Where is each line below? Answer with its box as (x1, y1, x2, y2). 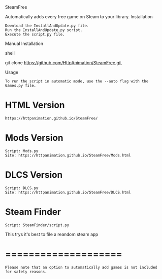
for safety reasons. (5, 269, 48, 274)
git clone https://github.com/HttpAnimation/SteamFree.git (5, 60, 122, 66)
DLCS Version (5, 169, 63, 181)
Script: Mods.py (5, 148, 38, 154)
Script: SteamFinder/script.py (5, 222, 69, 228)
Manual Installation (5, 40, 43, 46)
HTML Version (5, 100, 65, 111)
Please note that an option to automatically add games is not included (5, 265, 158, 270)
